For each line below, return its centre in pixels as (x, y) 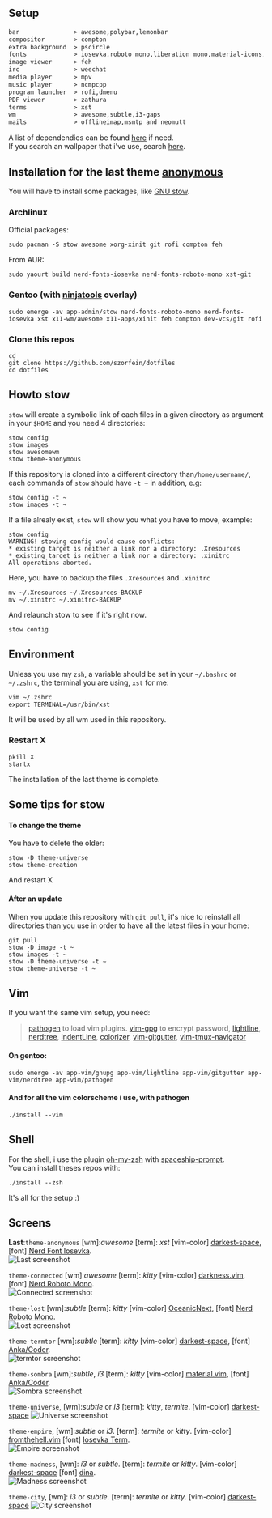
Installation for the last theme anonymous (116, 172)
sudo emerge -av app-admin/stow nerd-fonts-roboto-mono (104, 312)
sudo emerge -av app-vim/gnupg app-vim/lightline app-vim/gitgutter (126, 1073)
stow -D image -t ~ (41, 947)
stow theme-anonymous (45, 459)
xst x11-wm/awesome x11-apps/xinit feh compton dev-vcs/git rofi (150, 319)
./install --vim (36, 1115)
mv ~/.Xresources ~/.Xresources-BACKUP (76, 593)
